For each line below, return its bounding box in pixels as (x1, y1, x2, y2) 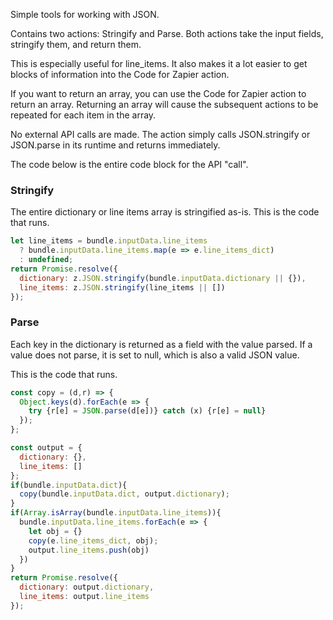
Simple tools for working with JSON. (10, 9, 160, 20)
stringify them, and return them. (10, 39, 142, 50)
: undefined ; (19, 255, 74, 265)
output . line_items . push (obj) (28, 545, 150, 555)
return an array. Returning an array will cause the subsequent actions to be (10, 99, 319, 110)
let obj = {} (28, 526, 83, 536)
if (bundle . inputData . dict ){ (10, 480, 128, 490)
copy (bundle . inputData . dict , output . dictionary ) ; (19, 489, 230, 499)
